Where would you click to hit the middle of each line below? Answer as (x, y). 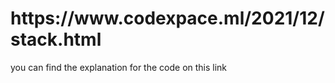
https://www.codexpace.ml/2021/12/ (167, 18)
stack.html (56, 39)
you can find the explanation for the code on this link (119, 67)
